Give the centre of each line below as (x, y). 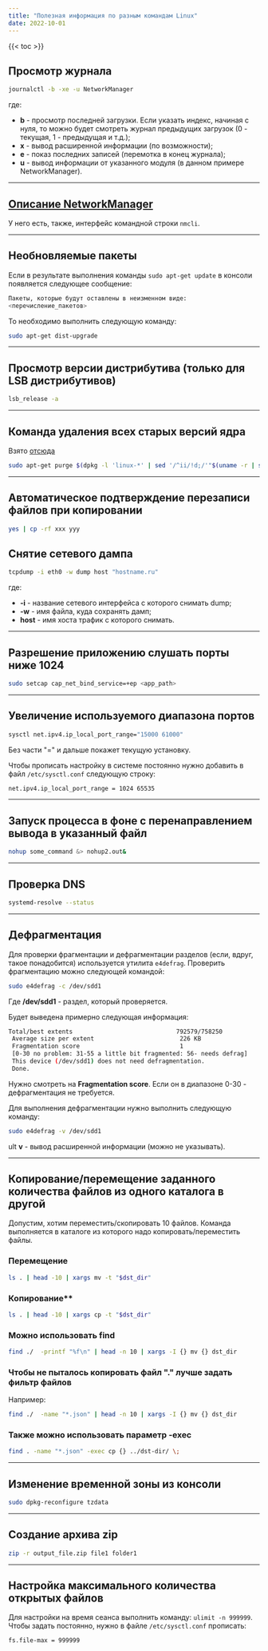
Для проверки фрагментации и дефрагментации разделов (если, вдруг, (131, 954)
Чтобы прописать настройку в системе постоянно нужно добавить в (126, 765)
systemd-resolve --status (51, 902)
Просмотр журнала (60, 71)
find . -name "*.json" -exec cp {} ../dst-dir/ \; (94, 1452)
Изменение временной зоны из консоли (115, 1484)
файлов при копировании (75, 510)
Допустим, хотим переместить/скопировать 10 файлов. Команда (120, 1223)
